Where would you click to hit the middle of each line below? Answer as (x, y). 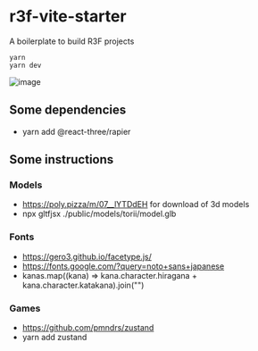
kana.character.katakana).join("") (83, 285)
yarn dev (25, 65)
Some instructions (62, 159)
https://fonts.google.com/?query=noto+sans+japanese (123, 266)
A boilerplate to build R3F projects (72, 41)
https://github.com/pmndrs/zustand (88, 328)
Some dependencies (68, 110)
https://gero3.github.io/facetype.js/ (87, 256)
